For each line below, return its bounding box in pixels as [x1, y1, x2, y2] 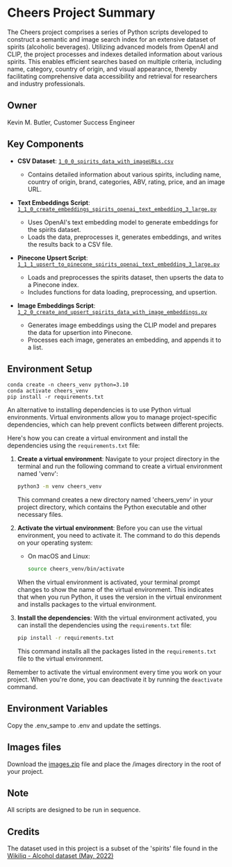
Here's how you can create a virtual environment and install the [7, 434, 188, 443]
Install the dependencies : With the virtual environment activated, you [17, 613, 217, 622]
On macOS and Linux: [27, 552, 90, 561]
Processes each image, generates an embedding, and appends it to [27, 336, 222, 344]
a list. [27, 342, 44, 352]
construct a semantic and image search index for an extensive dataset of [7, 35, 216, 43]
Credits [7, 825, 40, 838]
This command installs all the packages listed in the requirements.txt [17, 647, 217, 655]
